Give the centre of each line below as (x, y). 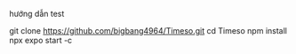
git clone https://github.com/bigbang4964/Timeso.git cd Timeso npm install (148, 31)
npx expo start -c (41, 40)
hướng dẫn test (37, 14)
